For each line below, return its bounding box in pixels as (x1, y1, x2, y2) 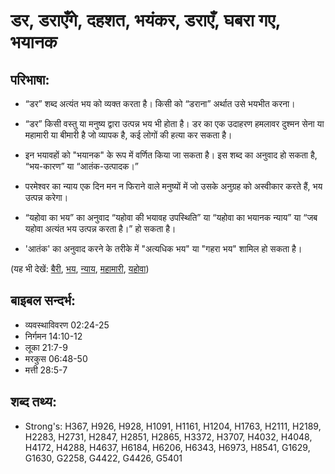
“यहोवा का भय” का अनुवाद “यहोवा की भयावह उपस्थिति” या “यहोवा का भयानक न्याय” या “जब (24, 212, 318, 223)
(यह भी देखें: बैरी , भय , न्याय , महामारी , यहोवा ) (10, 263, 150, 274)
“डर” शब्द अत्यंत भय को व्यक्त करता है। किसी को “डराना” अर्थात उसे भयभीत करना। (24, 98, 296, 109)
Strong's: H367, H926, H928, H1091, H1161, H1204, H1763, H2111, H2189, (24, 420, 322, 432)
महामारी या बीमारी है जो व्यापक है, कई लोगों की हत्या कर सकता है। (24, 129, 233, 141)
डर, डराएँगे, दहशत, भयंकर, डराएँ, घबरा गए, (10, 9, 281, 32)
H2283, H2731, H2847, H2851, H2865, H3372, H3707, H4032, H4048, (24, 430, 313, 443)
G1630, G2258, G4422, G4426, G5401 (24, 452, 183, 464)
